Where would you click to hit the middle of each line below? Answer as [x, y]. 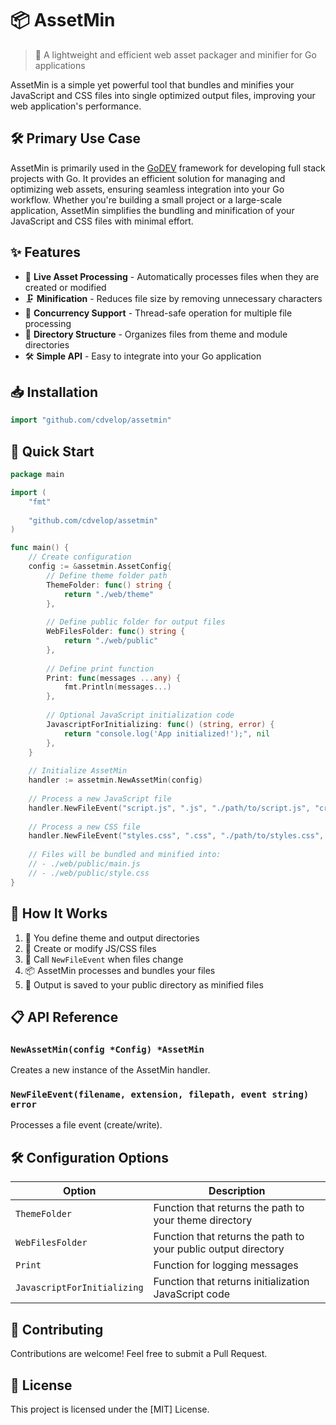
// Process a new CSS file [84, 827]
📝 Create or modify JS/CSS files [90, 948]
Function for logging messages [226, 1265]
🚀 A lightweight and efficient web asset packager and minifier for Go [175, 54]
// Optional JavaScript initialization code [140, 715]
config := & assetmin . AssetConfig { [100, 567]
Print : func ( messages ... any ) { [114, 678]
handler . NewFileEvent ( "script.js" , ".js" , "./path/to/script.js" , [169, 808]
